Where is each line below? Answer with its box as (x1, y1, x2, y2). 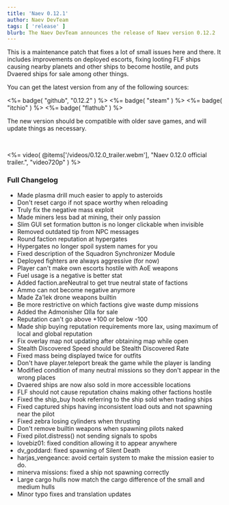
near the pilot (16, 410, 55, 418)
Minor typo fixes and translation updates (16, 490, 131, 498)
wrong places (16, 373, 56, 381)
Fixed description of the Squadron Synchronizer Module (16, 249, 176, 257)
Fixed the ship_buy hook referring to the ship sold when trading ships (16, 395, 213, 403)
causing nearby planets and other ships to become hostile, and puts (7, 62, 199, 71)
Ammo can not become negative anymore (16, 285, 135, 294)
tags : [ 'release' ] (7, 23, 66, 30)
